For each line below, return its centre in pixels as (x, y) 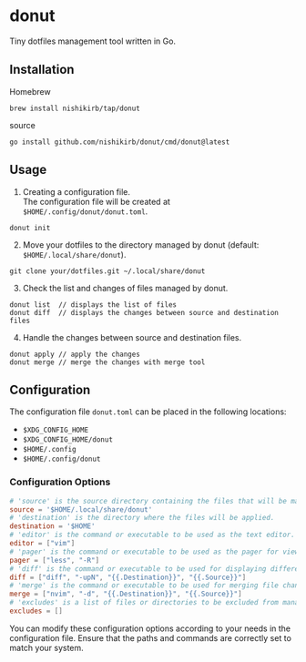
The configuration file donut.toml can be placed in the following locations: (148, 412)
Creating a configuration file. (76, 191)
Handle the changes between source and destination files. (132, 337)
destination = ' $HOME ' (52, 526)
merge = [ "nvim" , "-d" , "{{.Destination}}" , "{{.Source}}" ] (126, 594)
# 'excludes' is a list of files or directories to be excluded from (144, 603)
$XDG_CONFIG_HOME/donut (68, 440)
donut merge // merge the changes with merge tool (107, 362)
